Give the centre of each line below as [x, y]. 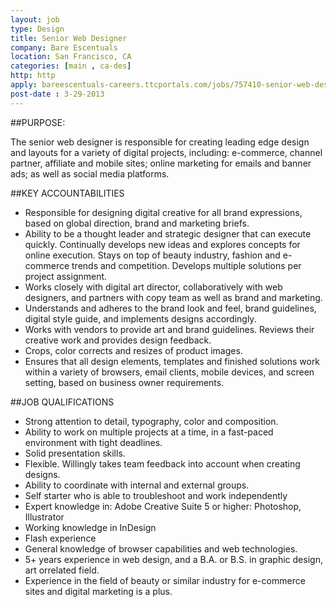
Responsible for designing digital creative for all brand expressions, [163, 212]
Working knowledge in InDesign [90, 527]
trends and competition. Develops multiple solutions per [186, 265]
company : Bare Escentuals [64, 47]
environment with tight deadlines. [93, 442]
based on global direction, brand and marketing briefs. [137, 223]
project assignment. [66, 276]
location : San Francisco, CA [71, 57]
